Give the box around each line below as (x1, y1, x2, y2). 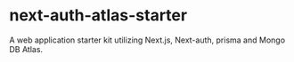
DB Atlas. (9, 43, 43, 54)
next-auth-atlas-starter (9, 5, 188, 26)
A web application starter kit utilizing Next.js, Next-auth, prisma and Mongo (9, 35, 286, 45)
